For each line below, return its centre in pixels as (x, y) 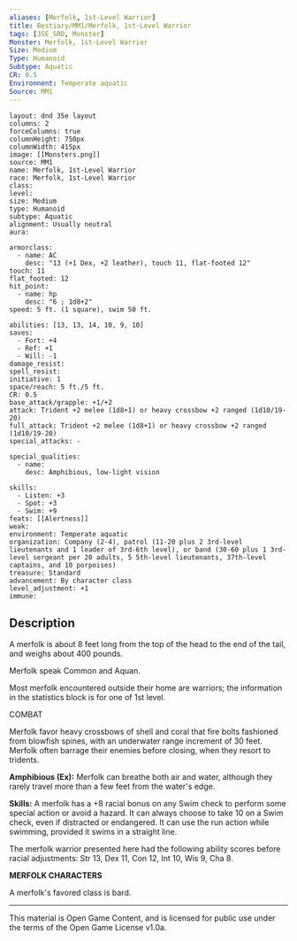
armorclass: (31, 247)
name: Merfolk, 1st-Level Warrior (73, 170)
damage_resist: (37, 364)
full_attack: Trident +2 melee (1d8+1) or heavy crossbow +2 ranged (138, 426)
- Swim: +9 (37, 511)
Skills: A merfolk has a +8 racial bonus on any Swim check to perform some (148, 804)
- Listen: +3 (41, 495)
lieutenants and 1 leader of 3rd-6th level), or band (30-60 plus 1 (138, 550)
